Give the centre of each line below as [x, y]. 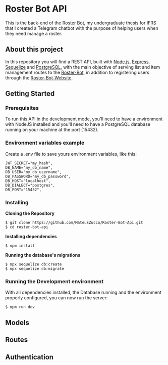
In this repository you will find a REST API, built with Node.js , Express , [78, 62]
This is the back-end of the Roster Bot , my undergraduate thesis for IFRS [81, 23]
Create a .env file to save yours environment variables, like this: [71, 154]
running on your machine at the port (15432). [52, 130]
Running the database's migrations [43, 255]
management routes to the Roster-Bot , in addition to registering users [77, 72]
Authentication [30, 357]
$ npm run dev [20, 307]
